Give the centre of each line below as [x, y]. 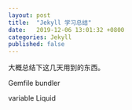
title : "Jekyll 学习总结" [50, 23]
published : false [37, 44]
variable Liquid [32, 98]
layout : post [29, 15]
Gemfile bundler [34, 83]
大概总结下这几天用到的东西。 [56, 68]
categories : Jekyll [40, 37]
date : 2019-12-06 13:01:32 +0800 [66, 30]
